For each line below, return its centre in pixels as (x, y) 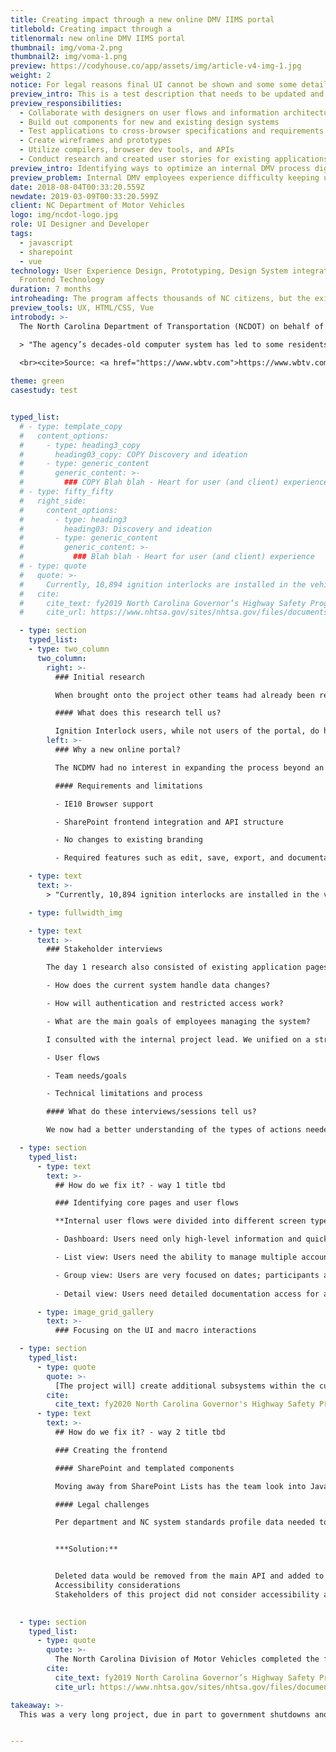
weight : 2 (31, 76)
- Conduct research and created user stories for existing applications (174, 159)
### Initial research (99, 677)
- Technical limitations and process (124, 1094)
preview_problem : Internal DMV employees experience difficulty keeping (165, 177)
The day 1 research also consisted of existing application (174, 967)
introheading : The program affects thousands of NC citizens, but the (160, 299)
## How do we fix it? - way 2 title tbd (140, 1432)
